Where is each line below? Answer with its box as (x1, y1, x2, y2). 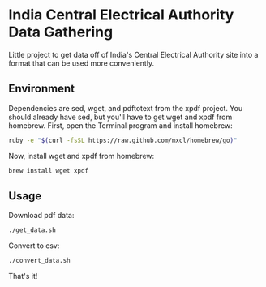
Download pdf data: (8, 211, 75, 221)
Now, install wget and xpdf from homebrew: (8, 151, 155, 161)
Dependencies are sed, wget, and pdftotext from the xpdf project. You (8, 103, 243, 113)
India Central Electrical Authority (8, 6, 234, 24)
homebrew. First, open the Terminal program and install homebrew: (8, 120, 233, 131)
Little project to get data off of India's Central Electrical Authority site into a (8, 49, 259, 59)
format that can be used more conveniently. (8, 58, 155, 68)
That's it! (8, 272, 38, 281)
